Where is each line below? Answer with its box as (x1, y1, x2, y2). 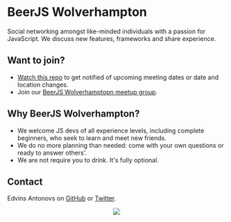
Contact (7, 176, 43, 187)
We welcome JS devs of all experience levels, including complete (17, 126, 205, 135)
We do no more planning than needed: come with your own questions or (17, 141, 224, 149)
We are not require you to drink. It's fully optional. (17, 155, 160, 164)
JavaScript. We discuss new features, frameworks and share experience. (7, 34, 216, 42)
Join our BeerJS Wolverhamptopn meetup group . (17, 87, 158, 96)
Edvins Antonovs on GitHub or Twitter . (7, 194, 117, 203)
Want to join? (7, 55, 65, 67)
